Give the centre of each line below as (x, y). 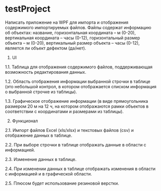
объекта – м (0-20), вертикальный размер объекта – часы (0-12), (73, 43)
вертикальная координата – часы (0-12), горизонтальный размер (73, 38)
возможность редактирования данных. (46, 72)
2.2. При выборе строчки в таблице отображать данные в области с (76, 144)
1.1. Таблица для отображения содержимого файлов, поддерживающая (79, 67)
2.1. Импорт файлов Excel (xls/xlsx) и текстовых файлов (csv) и (69, 130)
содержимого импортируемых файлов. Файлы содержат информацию (78, 27)
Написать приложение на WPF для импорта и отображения (67, 22)
